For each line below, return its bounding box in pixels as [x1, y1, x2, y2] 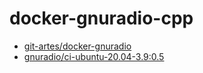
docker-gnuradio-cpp [9, 7, 194, 30]
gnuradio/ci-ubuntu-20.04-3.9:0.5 [23, 50, 165, 62]
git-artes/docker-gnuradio [23, 40, 132, 52]
